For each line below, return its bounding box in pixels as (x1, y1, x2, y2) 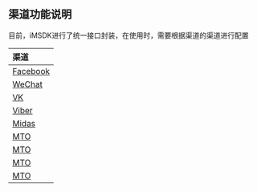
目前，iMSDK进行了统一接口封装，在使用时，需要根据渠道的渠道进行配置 (8, 31, 249, 40)
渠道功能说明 (8, 7, 72, 22)
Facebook (12, 65, 51, 76)
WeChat (12, 79, 43, 90)
